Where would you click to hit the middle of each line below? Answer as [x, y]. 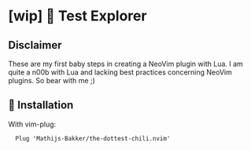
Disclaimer [35, 45]
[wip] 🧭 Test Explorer [78, 16]
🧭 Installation [41, 105]
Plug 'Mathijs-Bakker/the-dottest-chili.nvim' [93, 138]
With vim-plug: [32, 124]
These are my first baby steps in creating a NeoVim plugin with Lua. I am [126, 64]
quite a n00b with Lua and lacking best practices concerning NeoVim [120, 72]
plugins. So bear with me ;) [52, 80]
